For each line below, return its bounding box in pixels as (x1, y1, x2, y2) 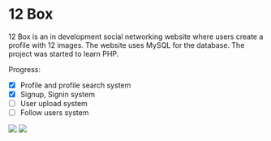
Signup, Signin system (19, 90, 96, 99)
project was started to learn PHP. (8, 49, 119, 58)
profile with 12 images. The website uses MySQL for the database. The (8, 40, 245, 49)
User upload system (19, 99, 88, 109)
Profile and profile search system (19, 80, 131, 90)
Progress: (8, 64, 41, 74)
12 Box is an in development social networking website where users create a (8, 32, 264, 41)
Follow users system (19, 108, 89, 117)
